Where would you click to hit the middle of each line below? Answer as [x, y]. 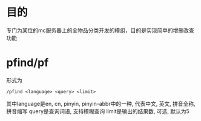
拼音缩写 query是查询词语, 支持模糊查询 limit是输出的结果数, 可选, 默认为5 [98, 111]
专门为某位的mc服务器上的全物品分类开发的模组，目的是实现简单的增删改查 [100, 30]
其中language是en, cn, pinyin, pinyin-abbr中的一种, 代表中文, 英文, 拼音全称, [101, 103]
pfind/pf [28, 63]
